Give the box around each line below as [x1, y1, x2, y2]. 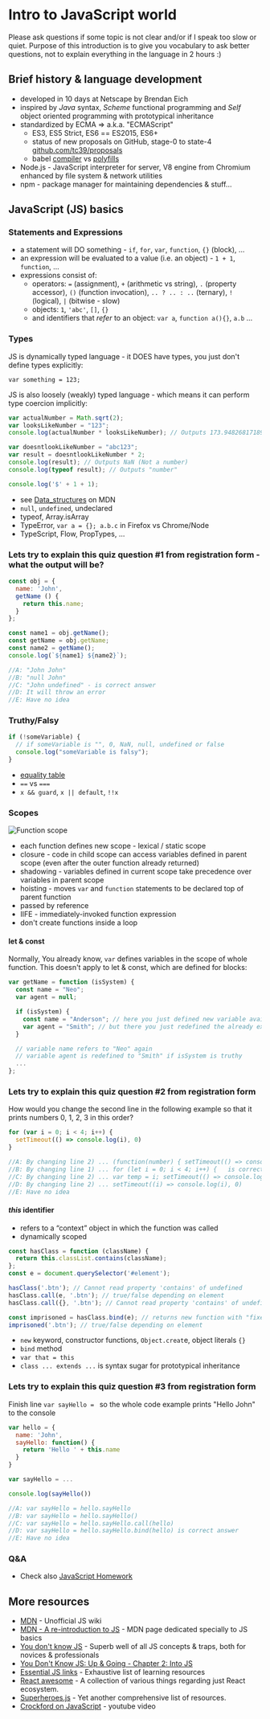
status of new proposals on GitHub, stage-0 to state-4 [31, 137, 212, 146]
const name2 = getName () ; [8, 645, 95, 653]
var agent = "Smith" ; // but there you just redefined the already [22, 1022, 253, 1030]
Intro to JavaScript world [8, 6, 177, 24]
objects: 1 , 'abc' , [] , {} [31, 305, 109, 314]
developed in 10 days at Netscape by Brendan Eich [19, 94, 189, 104]
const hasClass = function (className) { [8, 1247, 149, 1255]
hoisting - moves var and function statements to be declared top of [19, 884, 244, 894]
